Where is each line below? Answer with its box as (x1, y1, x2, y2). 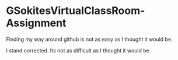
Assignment (6, 16, 67, 30)
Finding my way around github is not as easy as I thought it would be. (6, 36, 173, 43)
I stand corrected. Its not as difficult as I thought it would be (6, 47, 150, 54)
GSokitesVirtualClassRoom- (6, 4, 145, 17)
